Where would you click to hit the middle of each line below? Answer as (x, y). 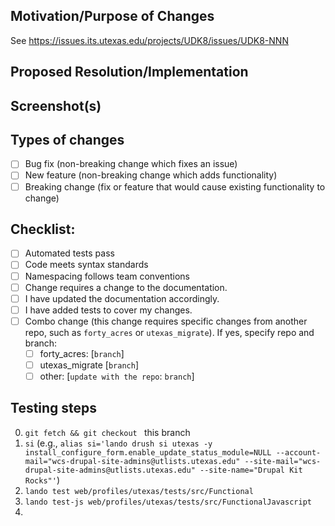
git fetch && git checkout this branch (107, 432)
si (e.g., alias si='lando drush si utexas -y (118, 443)
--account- (298, 452)
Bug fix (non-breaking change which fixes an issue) (131, 164)
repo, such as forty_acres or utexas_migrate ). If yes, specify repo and (169, 332)
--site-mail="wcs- (283, 461)
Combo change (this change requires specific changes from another (166, 321)
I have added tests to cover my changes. (108, 310)
